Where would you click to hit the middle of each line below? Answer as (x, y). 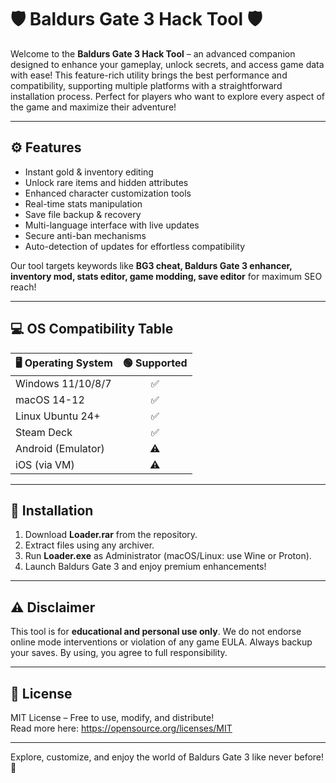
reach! (23, 287)
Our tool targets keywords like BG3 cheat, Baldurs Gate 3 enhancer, (151, 265)
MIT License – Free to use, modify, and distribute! (112, 717)
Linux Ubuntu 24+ (58, 416)
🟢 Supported (155, 363)
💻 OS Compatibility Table (92, 329)
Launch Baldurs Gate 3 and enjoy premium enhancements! (145, 567)
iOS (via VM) (45, 464)
